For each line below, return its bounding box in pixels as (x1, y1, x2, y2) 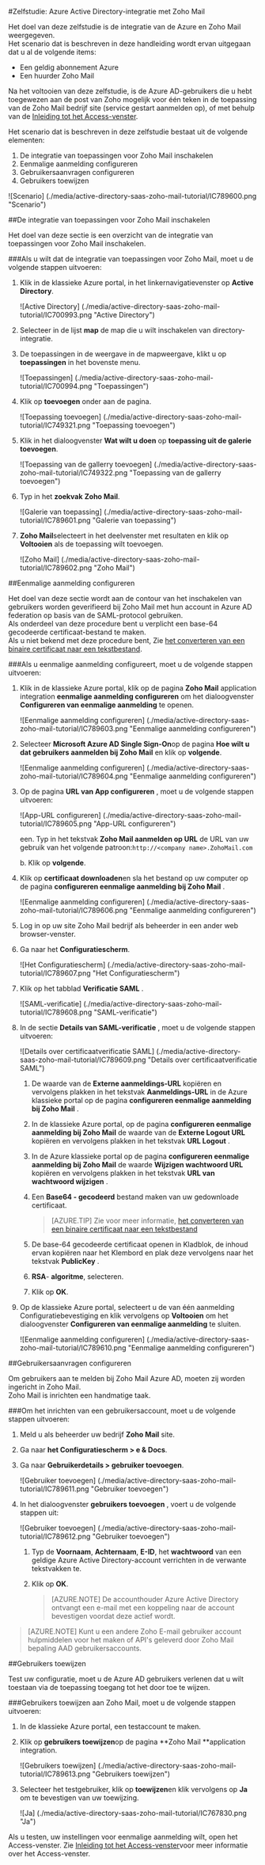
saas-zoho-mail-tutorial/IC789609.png (19, 1055, 146, 1064)
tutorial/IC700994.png (19, 382, 93, 390)
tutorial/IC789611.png (19, 1484, 89, 1494)
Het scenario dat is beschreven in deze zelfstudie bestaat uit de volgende (8, 127, 248, 136)
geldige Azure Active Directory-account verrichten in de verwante (31, 1555, 247, 1565)
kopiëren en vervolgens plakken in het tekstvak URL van (31, 1168, 215, 1178)
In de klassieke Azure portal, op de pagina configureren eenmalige (31, 1120, 252, 1129)
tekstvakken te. (31, 1564, 81, 1573)
